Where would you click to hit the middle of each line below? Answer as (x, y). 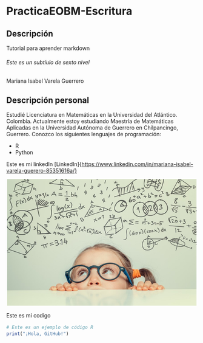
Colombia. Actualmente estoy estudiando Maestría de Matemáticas (90, 121)
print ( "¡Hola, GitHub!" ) (38, 334)
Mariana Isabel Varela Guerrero (45, 81)
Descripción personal (48, 100)
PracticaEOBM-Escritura (69, 11)
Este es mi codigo (28, 316)
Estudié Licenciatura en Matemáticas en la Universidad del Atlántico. (92, 115)
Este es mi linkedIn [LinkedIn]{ (44, 164)
